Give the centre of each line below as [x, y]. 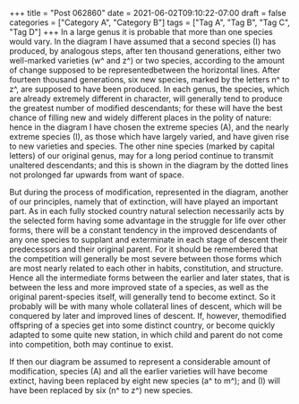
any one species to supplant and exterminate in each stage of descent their [149, 240]
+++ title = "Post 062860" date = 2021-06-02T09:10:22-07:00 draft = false [148, 13]
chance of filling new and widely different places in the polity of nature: [141, 117]
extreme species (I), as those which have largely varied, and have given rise [149, 137]
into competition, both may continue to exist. [91, 344]
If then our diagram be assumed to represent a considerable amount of [140, 361]
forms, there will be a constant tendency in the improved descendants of [143, 230]
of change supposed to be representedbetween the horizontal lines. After [145, 70]
